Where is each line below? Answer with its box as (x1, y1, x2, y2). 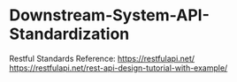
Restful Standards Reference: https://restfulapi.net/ (9, 53, 195, 63)
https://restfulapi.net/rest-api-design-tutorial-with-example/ (9, 63, 228, 73)
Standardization (9, 24, 130, 44)
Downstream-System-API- (9, 5, 210, 26)
